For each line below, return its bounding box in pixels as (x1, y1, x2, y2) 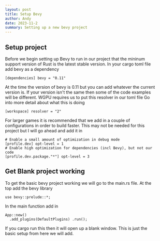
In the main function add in (5, 203, 58, 209)
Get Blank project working (5, 167, 85, 176)
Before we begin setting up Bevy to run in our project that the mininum (5, 56, 145, 62)
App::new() (5, 212, 27, 217)
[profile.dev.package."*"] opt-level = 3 (5, 154, 90, 159)
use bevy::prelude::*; (5, 194, 51, 199)
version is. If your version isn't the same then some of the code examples (5, 89, 151, 95)
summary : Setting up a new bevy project (5, 25, 88, 30)
